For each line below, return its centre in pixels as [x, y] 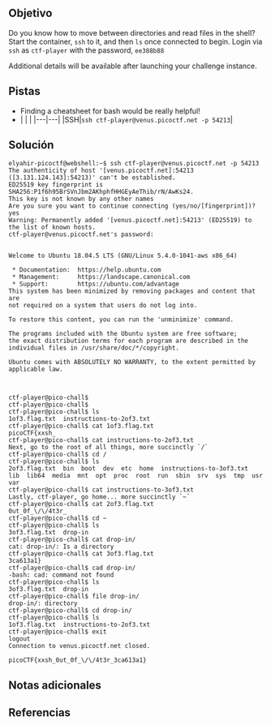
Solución [31, 145]
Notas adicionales [55, 685]
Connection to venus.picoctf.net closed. [80, 646]
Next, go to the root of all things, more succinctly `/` [108, 448]
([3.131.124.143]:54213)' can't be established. [92, 178]
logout [19, 639]
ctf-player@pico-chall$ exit [58, 632]
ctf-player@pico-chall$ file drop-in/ [74, 596]
